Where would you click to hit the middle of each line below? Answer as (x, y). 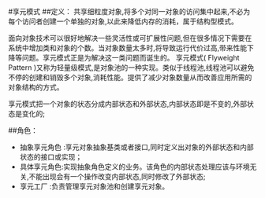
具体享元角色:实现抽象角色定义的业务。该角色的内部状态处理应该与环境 (134, 167)
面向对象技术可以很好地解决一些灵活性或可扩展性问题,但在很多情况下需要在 (130, 38)
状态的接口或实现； (51, 157)
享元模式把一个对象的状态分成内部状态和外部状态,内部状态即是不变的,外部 (128, 104)
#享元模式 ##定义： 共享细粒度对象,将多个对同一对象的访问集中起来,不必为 (129, 11)
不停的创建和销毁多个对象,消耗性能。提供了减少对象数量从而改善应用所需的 (130, 77)
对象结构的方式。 (36, 87)
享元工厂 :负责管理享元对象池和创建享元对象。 (94, 186)
